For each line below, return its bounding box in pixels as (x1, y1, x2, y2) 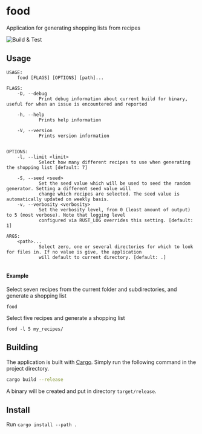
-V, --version (17, 127, 53, 133)
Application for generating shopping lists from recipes (6, 24, 141, 31)
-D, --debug (17, 91, 47, 97)
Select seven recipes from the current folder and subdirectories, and (6, 286, 177, 293)
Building (6, 342, 38, 353)
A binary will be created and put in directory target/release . (6, 388, 157, 395)
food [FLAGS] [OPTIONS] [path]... (17, 74, 104, 81)
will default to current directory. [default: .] (38, 254, 166, 260)
